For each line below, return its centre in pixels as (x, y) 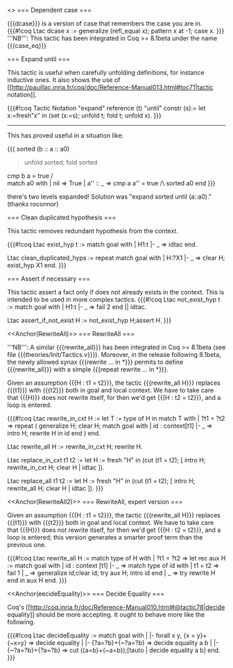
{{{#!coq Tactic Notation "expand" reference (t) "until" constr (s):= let (106, 108)
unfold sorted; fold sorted (61, 162)
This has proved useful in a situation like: (65, 135)
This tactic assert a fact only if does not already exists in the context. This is (116, 292)
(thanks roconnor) (33, 204)
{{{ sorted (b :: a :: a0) (38, 149)
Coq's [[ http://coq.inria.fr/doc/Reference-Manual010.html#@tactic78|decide (116, 607)
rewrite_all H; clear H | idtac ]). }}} (55, 488)
